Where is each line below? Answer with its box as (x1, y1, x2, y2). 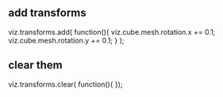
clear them (8, 58, 63, 72)
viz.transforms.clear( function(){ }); (8, 79, 123, 89)
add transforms (8, 6, 87, 20)
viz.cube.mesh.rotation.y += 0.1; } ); (8, 35, 125, 45)
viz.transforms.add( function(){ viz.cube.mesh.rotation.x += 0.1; (8, 27, 216, 36)
